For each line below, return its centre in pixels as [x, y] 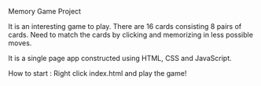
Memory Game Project [44, 11]
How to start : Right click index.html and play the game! [97, 73]
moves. [20, 43]
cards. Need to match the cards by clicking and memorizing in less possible [131, 35]
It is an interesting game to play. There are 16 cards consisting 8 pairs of [125, 26]
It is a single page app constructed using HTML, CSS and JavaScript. [120, 58]
